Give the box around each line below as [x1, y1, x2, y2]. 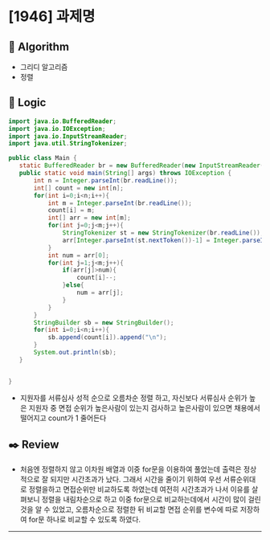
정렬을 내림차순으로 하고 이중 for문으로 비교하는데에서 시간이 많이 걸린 [41, 494, 261, 504]
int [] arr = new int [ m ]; [47, 214, 131, 222]
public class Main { [8, 154, 78, 162]
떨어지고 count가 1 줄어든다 [19, 413, 107, 423]
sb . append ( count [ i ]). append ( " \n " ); [47, 333, 167, 342]
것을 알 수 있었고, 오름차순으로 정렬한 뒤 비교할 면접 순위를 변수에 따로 [19, 504, 239, 514]
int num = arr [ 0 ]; [47, 251, 110, 260]
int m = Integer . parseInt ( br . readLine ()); [47, 198, 193, 207]
